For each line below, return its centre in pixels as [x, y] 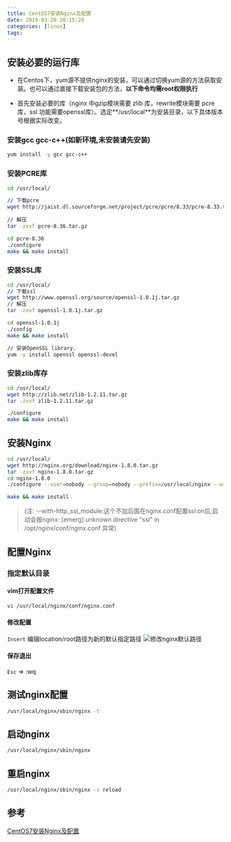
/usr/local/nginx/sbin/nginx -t [53, 711]
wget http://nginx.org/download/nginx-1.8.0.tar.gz [82, 465]
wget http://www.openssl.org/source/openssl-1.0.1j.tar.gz [93, 298]
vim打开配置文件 [31, 591]
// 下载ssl [22, 291]
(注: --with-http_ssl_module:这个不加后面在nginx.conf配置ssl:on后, [118, 511]
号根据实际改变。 [41, 120]
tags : [15, 33]
